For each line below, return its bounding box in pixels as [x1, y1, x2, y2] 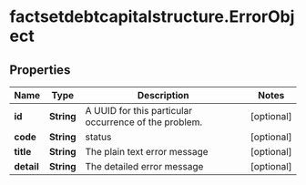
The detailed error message [85, 160, 204, 172]
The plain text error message [85, 146, 209, 158]
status [85, 130, 112, 143]
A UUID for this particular [85, 105, 193, 117]
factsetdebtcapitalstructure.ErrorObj [9, 6, 295, 27]
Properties [9, 62, 71, 77]
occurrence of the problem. [85, 116, 203, 128]
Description [137, 89, 189, 101]
